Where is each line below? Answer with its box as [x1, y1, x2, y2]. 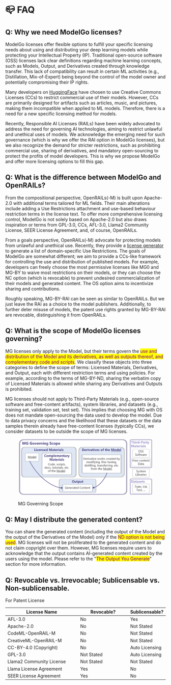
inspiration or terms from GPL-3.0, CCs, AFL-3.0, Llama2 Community [5, 222, 149, 228]
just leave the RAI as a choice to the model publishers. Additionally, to [5, 301, 151, 307]
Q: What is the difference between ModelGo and [5, 173, 161, 182]
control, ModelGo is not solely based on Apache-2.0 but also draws [5, 216, 147, 222]
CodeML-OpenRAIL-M [7, 630, 56, 637]
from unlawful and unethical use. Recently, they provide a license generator [5, 242, 164, 249]
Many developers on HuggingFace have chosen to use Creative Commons [5, 89, 161, 95]
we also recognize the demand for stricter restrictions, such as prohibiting [5, 142, 160, 148]
